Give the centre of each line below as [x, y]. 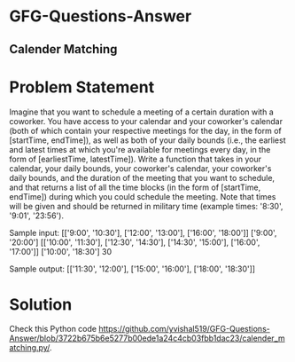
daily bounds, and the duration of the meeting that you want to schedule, [142, 177]
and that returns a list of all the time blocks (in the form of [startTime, [135, 187]
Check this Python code [53, 329]
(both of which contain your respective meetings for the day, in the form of [145, 130]
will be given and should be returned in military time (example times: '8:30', [146, 206]
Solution [41, 304]
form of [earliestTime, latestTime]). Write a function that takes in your [135, 159]
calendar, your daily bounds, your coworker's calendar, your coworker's [140, 168]
